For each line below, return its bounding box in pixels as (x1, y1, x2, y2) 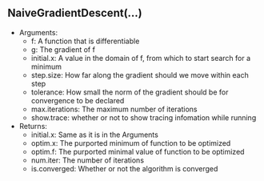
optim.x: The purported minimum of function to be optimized (30, 138, 231, 147)
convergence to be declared (30, 95, 125, 105)
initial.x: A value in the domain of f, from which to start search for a (30, 53, 251, 62)
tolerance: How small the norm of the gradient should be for (30, 87, 229, 97)
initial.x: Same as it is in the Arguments (30, 130, 159, 139)
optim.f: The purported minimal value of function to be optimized (30, 147, 245, 156)
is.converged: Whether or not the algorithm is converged (30, 163, 218, 173)
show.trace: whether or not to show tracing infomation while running (30, 112, 257, 123)
